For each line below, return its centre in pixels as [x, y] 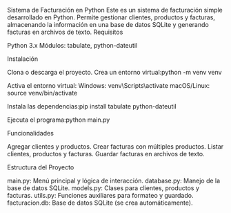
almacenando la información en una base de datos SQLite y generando [108, 25]
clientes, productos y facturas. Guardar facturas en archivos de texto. [106, 154]
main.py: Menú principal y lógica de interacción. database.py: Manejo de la [114, 180]
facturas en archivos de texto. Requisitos [65, 32]
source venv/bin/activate [42, 93]
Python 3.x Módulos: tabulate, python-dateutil [72, 45]
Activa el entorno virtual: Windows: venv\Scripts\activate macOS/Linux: [109, 85]
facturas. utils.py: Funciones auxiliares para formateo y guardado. [100, 195]
